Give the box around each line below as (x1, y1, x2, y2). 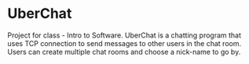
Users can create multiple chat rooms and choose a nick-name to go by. (7, 47, 241, 56)
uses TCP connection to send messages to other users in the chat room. (7, 38, 241, 48)
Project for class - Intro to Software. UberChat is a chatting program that (7, 30, 241, 40)
